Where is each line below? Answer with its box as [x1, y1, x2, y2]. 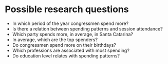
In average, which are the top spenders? [12, 37, 98, 43]
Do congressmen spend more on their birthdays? [12, 42, 116, 48]
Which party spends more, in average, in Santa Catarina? [12, 31, 134, 37]
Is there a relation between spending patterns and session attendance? [12, 25, 163, 31]
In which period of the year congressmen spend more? [12, 20, 129, 26]
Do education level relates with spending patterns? [12, 52, 120, 59]
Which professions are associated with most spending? [12, 47, 129, 53]
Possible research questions [5, 4, 129, 15]
